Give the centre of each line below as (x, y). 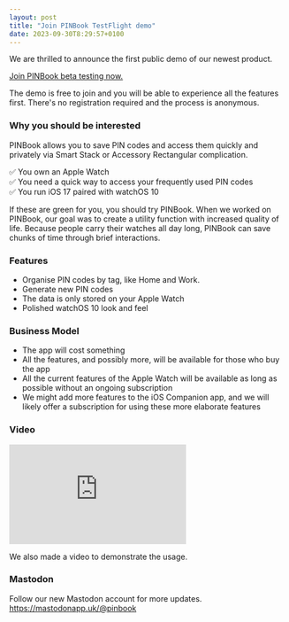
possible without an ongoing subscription (97, 388)
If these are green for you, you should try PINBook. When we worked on (140, 209)
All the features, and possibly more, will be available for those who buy (151, 360)
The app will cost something (73, 350)
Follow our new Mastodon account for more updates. (106, 598)
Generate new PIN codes (67, 289)
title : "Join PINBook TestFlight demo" (83, 26)
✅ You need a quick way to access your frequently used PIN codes (131, 182)
